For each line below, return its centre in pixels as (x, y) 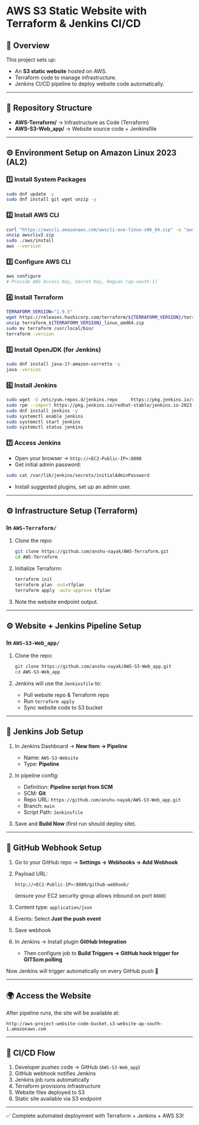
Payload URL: (31, 873)
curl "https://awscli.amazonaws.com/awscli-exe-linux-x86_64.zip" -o (94, 230)
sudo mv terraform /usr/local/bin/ (50, 329)
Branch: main (39, 806)
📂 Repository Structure (49, 108)
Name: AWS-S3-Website (51, 758)
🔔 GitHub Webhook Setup (54, 848)
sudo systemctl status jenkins (45, 427)
